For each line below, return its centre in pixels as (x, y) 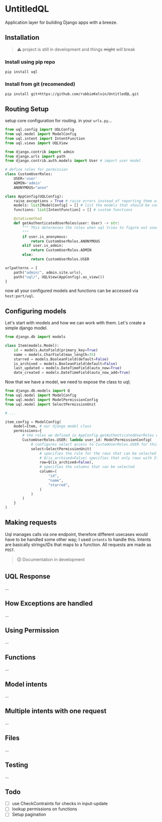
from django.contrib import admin (40, 152)
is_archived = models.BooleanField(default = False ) (66, 364)
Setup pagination (29, 814)
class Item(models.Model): (32, 346)
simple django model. (26, 328)
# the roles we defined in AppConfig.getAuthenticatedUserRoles (88, 435)
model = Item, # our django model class (53, 426)
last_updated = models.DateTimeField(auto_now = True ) (68, 368)
